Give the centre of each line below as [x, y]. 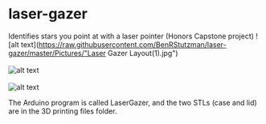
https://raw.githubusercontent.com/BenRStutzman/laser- [133, 44]
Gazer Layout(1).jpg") [143, 53]
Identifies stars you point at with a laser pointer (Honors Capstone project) [131, 36]
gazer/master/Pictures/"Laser [57, 53]
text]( [30, 44]
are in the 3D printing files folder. [63, 111]
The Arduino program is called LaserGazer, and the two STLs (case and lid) [133, 102]
